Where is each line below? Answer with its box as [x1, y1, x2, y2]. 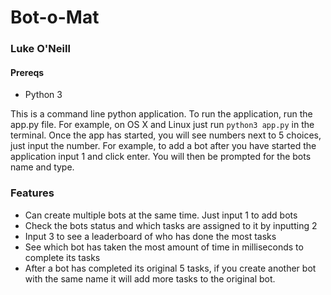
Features [10, 186, 55, 200]
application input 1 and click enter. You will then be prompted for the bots [10, 151, 312, 163]
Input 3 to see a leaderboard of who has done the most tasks [24, 230, 277, 242]
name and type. [10, 161, 75, 173]
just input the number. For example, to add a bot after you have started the [10, 140, 317, 152]
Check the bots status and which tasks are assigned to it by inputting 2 [24, 219, 318, 231]
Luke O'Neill [10, 42, 71, 56]
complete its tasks [24, 251, 101, 263]
